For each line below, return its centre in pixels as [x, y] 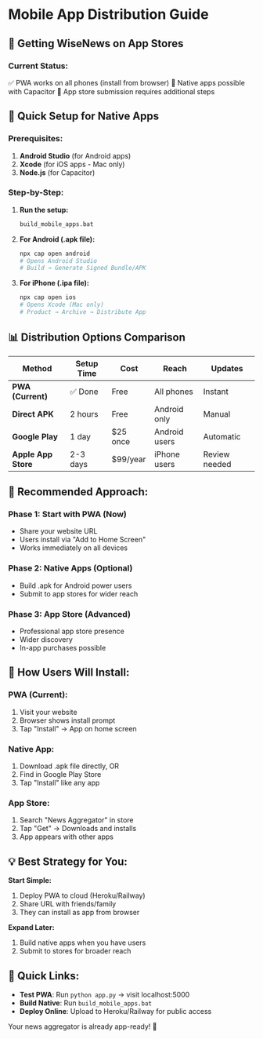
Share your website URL [58, 531]
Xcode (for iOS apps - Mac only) [72, 164]
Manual [217, 414]
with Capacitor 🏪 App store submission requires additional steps [112, 91]
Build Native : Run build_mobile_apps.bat [86, 1003]
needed [217, 464]
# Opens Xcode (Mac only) [61, 305]
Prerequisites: [36, 139]
